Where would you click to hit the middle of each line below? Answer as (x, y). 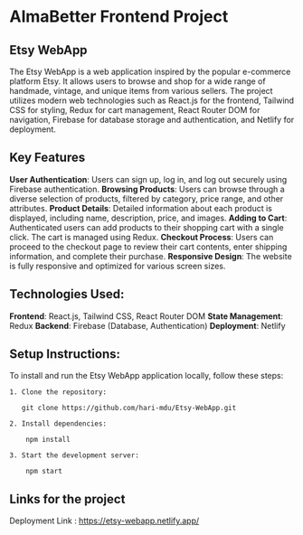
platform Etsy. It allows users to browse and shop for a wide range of (137, 81)
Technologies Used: (67, 294)
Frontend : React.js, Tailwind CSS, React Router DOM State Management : (146, 316)
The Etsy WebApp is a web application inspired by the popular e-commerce (150, 71)
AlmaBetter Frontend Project (119, 17)
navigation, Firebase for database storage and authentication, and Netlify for (152, 120)
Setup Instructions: (65, 354)
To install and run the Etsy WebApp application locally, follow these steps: (147, 376)
